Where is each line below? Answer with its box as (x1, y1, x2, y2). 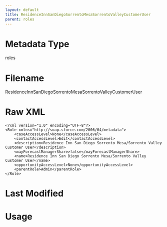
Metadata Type (5, 38, 69, 50)
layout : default (5, 7, 39, 13)
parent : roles (5, 17, 35, 22)
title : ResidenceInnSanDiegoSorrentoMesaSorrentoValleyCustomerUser (5, 12, 151, 17)
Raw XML (5, 106, 45, 118)
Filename (5, 72, 44, 84)
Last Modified (5, 188, 64, 199)
